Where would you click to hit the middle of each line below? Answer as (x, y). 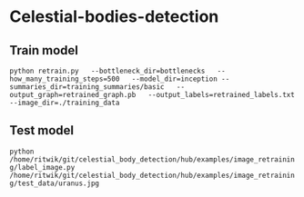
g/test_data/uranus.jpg (55, 183)
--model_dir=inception (175, 79)
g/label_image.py (42, 167)
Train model (44, 50)
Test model (42, 130)
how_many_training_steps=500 (65, 79)
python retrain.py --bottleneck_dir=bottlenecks (107, 71)
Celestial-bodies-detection (114, 17)
